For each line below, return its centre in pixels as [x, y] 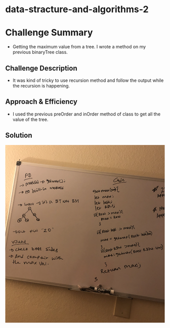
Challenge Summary [49, 33]
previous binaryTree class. [40, 52]
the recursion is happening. [41, 85]
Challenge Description [41, 68]
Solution [19, 136]
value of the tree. [30, 119]
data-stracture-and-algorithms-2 [77, 9]
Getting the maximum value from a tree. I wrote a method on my [79, 47]
